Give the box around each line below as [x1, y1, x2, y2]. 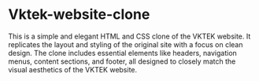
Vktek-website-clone [8, 6, 150, 24]
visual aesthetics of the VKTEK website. [8, 64, 138, 74]
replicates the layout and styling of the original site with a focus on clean [8, 39, 243, 49]
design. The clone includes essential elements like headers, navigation [8, 48, 238, 57]
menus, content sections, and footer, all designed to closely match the [8, 57, 236, 66]
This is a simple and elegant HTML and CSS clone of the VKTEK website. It [8, 31, 251, 41]
